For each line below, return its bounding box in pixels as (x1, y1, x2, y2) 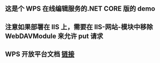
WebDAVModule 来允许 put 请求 (5, 32, 103, 40)
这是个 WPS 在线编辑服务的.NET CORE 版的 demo (5, 4, 155, 13)
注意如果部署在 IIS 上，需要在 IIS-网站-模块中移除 (5, 22, 153, 31)
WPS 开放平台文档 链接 (5, 50, 75, 59)
